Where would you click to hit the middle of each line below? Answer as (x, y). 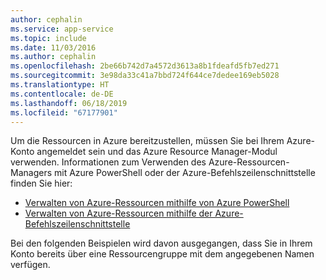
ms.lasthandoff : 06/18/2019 (69, 103)
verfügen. (30, 265)
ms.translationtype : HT (60, 85)
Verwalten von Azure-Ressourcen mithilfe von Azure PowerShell (157, 203)
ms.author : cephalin (53, 57)
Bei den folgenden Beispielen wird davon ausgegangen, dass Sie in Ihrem (161, 243)
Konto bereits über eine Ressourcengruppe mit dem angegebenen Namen (162, 254)
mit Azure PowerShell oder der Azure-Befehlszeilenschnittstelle (184, 173)
